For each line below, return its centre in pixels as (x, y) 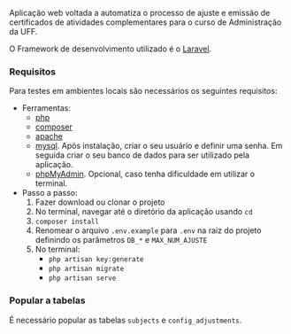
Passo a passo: (50, 193)
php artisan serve (82, 278)
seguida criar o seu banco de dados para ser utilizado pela (142, 155)
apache (49, 136)
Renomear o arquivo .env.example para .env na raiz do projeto (148, 230)
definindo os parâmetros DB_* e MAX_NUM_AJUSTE (121, 240)
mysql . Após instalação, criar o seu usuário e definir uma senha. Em (159, 146)
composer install (67, 222)
